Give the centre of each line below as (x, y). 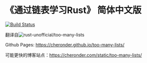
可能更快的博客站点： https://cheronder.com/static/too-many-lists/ (74, 55)
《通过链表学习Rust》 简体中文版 (73, 10)
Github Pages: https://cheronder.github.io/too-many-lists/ (65, 44)
